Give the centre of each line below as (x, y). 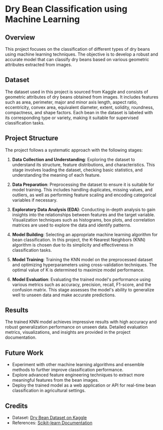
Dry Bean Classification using (66, 9)
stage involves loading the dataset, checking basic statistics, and (77, 170)
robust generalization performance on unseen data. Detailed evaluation (76, 327)
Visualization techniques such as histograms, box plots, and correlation (83, 220)
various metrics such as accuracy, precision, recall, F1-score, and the (82, 285)
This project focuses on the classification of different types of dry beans (78, 49)
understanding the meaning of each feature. (56, 175)
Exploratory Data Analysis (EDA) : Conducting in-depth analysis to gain (84, 209)
